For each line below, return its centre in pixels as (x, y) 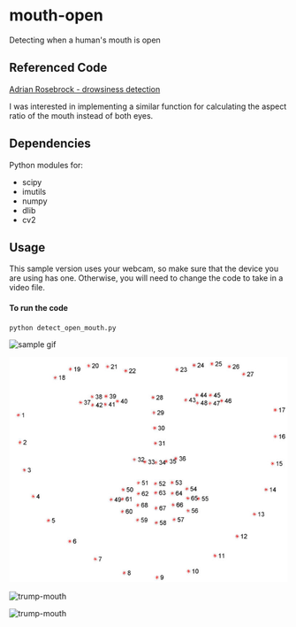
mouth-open (56, 15)
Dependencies (50, 144)
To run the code (39, 307)
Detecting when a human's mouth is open (85, 40)
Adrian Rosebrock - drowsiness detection (85, 89)
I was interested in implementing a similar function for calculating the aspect (148, 106)
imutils (34, 191)
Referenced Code (58, 68)
